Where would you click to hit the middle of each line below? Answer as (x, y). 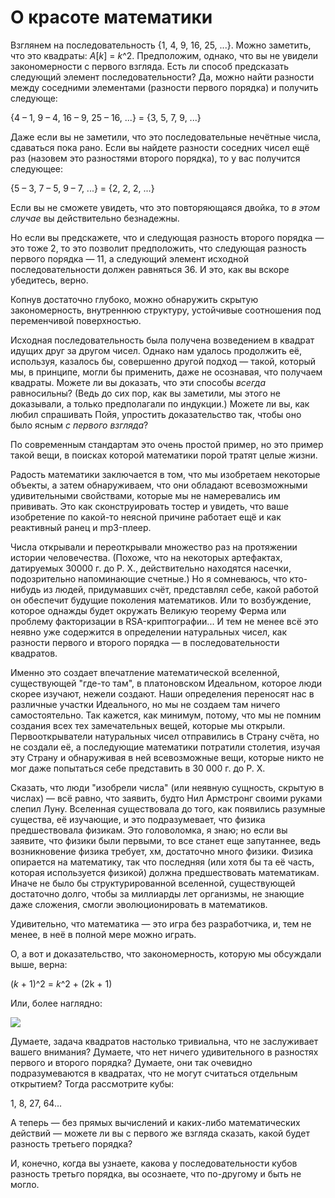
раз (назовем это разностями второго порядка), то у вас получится (155, 158)
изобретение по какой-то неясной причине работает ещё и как (146, 517)
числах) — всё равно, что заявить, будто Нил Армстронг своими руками (166, 798)
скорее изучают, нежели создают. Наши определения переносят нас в (162, 693)
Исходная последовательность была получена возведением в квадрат (162, 340)
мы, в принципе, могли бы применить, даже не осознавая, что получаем (166, 372)
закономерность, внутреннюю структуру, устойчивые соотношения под (166, 310)
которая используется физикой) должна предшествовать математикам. (165, 872)
